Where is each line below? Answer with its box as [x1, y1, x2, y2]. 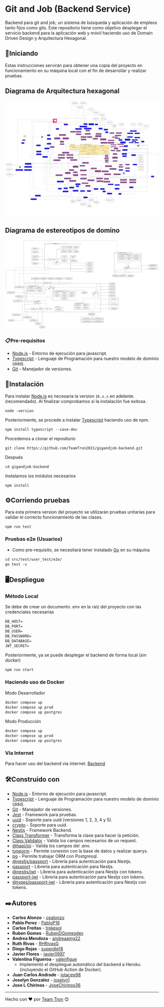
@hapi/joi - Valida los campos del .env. [12, 843, 91, 849]
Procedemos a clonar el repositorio [5, 435, 76, 441]
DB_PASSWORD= [5, 634, 32, 639]
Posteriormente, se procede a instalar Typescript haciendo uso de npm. [5, 417, 150, 423]
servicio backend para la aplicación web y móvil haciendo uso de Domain [5, 30, 153, 36]
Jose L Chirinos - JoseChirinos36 [12, 982, 81, 988]
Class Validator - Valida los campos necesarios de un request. [12, 837, 137, 843]
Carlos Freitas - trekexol [12, 925, 62, 931]
